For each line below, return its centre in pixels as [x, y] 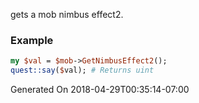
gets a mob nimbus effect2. [67, 14]
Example [32, 40]
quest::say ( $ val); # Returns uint [82, 70]
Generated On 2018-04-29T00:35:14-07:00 [100, 90]
